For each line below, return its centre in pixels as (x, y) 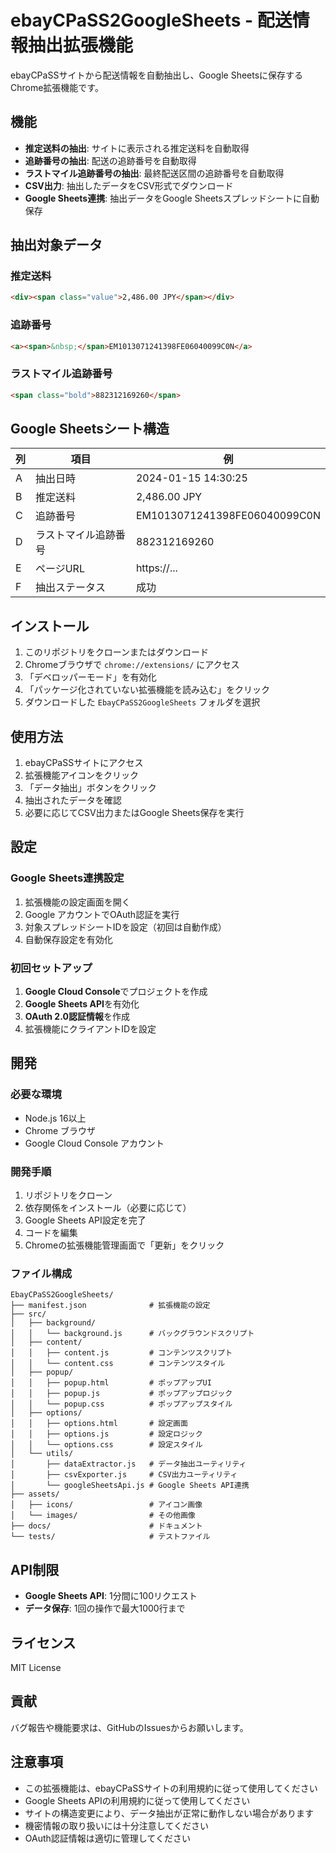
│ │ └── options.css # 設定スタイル (106, 1445)
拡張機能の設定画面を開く (77, 902)
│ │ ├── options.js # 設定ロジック (106, 1434)
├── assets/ (35, 1494)
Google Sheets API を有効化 (82, 1004)
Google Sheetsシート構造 (90, 429)
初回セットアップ (51, 968)
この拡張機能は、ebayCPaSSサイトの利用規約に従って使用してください (171, 1788)
